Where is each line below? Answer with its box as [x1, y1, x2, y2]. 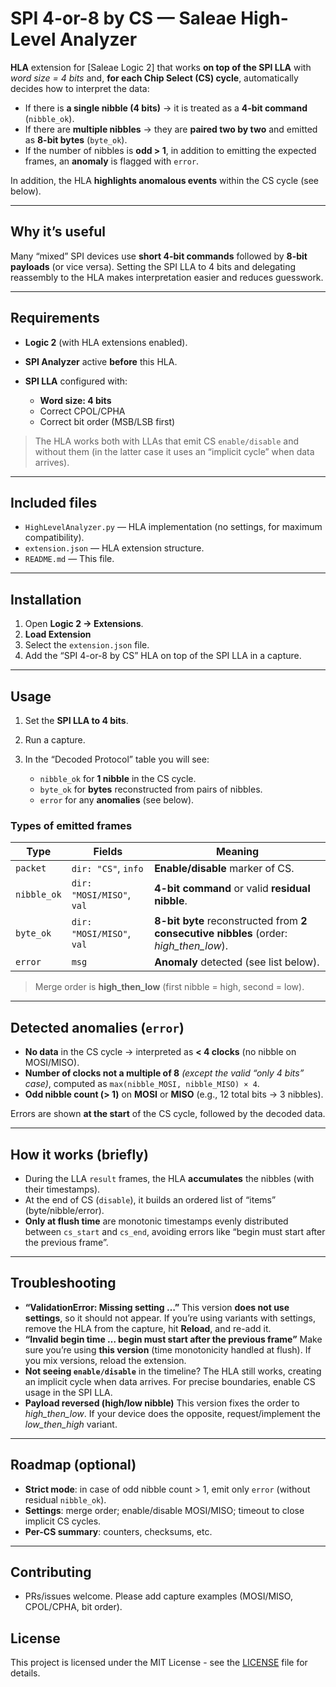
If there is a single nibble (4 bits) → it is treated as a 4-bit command [24, 102, 308, 114]
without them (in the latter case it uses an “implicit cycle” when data [34, 445, 315, 457]
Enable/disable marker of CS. [154, 862, 295, 876]
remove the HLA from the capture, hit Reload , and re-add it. [24, 1322, 272, 1334]
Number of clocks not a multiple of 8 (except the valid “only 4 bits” [24, 1067, 305, 1079]
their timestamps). [24, 1183, 101, 1195]
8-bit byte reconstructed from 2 [154, 914, 308, 928]
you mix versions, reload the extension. [24, 1354, 187, 1366]
